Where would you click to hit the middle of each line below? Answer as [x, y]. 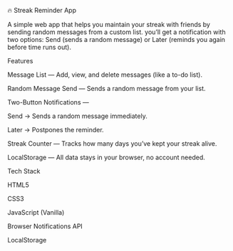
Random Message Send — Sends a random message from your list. [107, 89]
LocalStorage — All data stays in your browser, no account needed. [106, 157]
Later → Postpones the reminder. [56, 130]
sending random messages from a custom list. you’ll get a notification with [116, 32]
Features [20, 61]
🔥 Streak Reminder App [42, 10]
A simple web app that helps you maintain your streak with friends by [109, 25]
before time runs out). [39, 47]
